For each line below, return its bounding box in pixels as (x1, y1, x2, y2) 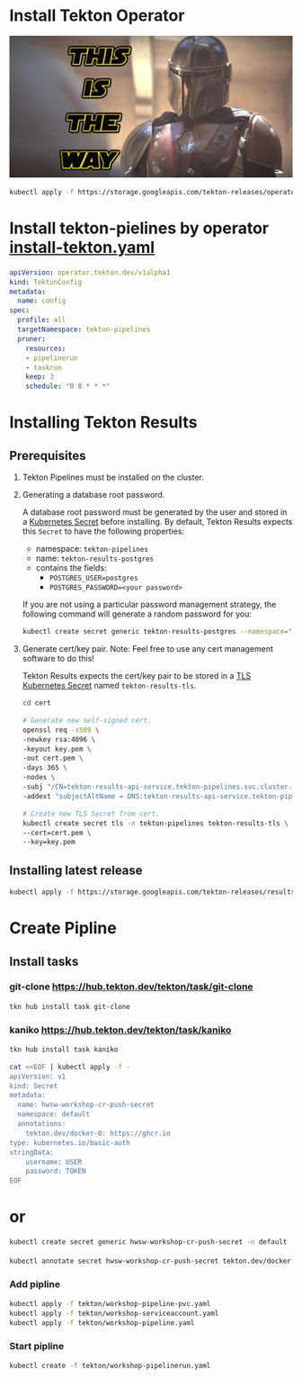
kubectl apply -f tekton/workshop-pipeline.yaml (9, 1318, 195, 1328)
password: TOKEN (25, 1167, 87, 1176)
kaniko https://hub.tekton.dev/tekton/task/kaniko (9, 1023, 232, 1036)
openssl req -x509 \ (22, 726, 100, 735)
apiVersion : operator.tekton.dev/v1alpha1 (9, 267, 171, 277)
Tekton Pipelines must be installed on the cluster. (22, 472, 205, 482)
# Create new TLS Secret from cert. (22, 809, 160, 818)
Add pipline (9, 1277, 61, 1290)
